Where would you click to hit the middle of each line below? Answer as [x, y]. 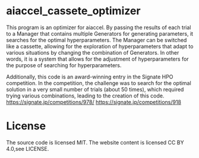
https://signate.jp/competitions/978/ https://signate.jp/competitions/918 [94, 102]
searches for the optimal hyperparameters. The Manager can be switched [97, 40]
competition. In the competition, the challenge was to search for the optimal [99, 83]
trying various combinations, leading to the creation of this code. [85, 96]
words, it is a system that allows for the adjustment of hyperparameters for [97, 59]
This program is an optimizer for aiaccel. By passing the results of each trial [99, 27]
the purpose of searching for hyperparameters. [64, 65]
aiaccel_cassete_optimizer [73, 11]
